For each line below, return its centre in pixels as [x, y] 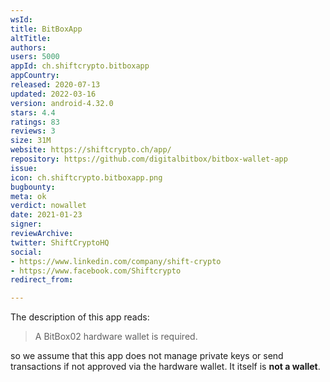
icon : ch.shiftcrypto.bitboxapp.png [86, 177]
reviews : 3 [33, 131]
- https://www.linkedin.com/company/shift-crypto [116, 261]
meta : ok [28, 196]
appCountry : [35, 76]
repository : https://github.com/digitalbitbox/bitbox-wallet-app [149, 159]
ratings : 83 [35, 122]
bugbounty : [33, 187]
